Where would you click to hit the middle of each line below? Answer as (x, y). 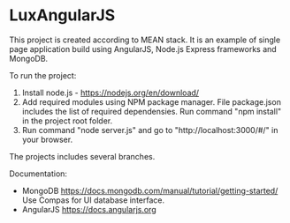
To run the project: (43, 75)
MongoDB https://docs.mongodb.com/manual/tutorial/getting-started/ (150, 190)
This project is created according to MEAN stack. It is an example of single (145, 40)
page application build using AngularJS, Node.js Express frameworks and (143, 48)
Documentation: (38, 174)
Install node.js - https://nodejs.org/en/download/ (111, 93)
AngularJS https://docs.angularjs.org (89, 209)
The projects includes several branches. (82, 156)
